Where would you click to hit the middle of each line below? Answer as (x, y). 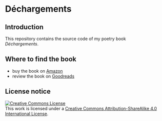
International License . (27, 114)
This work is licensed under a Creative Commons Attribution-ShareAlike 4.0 (81, 108)
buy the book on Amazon (37, 71)
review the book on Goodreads (43, 76)
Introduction (24, 27)
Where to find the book (41, 59)
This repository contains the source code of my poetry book (65, 39)
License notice (28, 91)
